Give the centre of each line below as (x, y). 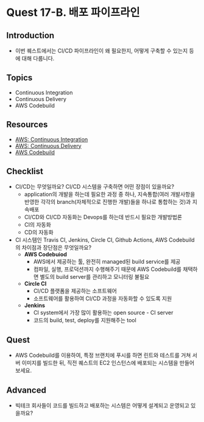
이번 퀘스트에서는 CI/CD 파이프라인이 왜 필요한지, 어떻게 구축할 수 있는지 (101, 51)
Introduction (30, 35)
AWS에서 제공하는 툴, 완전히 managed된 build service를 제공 (107, 262)
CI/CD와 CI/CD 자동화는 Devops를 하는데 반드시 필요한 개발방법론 (103, 217)
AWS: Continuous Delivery (48, 146)
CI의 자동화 (38, 225)
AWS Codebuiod (45, 255)
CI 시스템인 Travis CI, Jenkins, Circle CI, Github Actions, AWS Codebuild (105, 240)
